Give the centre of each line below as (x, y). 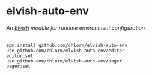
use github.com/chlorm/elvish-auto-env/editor (65, 51)
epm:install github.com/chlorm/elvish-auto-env (67, 46)
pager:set (19, 67)
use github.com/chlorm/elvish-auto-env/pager (64, 61)
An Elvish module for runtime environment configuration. (76, 27)
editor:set (20, 56)
